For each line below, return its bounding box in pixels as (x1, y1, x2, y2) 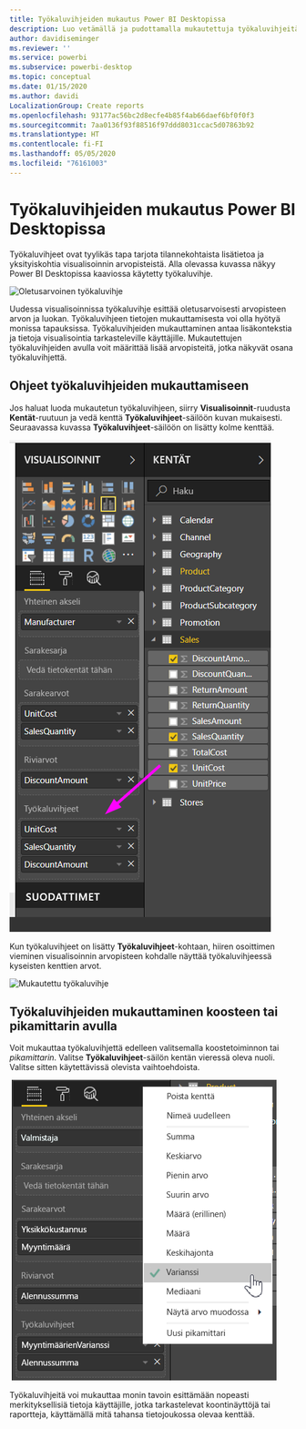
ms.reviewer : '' (9, 44, 71, 53)
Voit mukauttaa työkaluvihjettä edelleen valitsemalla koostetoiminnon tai (9, 1043, 280, 1054)
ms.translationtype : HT (9, 130, 100, 139)
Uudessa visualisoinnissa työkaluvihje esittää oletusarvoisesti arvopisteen (9, 303, 287, 314)
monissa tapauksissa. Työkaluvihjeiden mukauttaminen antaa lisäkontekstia (9, 322, 292, 333)
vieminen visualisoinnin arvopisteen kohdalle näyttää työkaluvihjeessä (9, 950, 272, 961)
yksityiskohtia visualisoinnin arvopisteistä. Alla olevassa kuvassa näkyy (9, 258, 276, 269)
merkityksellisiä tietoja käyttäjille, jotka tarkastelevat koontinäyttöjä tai (9, 1399, 270, 1411)
